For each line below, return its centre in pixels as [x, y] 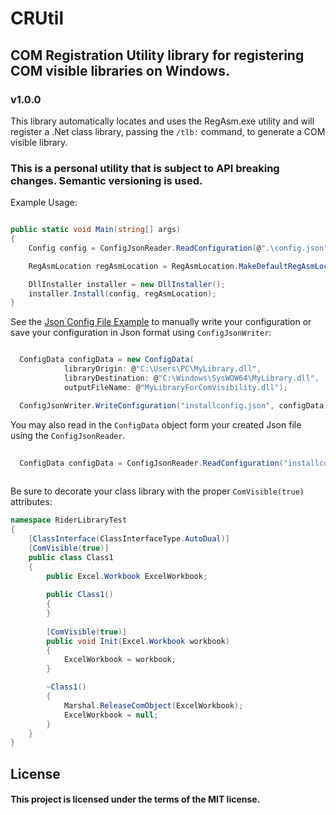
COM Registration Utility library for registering [157, 55]
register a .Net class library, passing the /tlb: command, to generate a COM [168, 131]
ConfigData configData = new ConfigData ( [107, 360]
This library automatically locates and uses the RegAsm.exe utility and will [162, 121]
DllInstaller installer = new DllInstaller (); [127, 284]
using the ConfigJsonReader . [68, 435]
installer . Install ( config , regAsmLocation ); [122, 293]
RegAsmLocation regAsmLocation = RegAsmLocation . [134, 266]
